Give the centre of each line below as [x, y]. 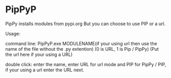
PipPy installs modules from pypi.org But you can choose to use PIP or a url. [85, 24]
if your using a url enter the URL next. [45, 70]
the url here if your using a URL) [39, 54]
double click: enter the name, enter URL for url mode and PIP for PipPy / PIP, [86, 64]
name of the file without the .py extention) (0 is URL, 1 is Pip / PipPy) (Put [82, 49]
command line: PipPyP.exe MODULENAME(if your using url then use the [81, 43]
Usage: [13, 33]
